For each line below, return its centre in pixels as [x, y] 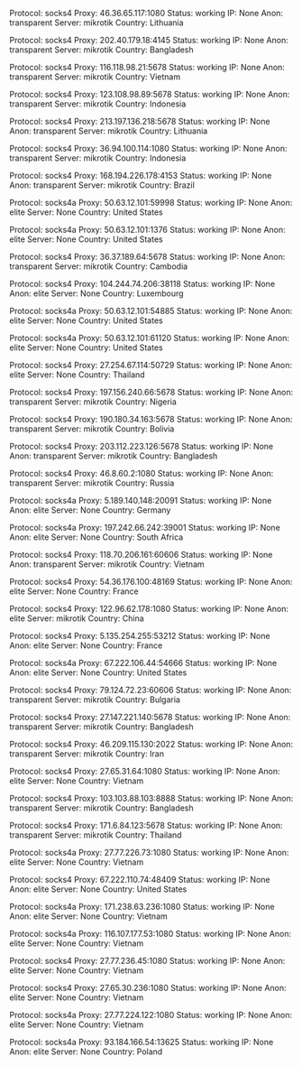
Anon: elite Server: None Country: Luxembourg [96, 293]
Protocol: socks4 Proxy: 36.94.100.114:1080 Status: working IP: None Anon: [148, 148]
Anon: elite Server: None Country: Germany [90, 510]
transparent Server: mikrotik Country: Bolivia [92, 429]
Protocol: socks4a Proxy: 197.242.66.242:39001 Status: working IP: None [145, 528]
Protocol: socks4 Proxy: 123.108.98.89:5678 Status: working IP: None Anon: [150, 94]
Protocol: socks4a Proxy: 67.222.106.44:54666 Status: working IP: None [143, 663]
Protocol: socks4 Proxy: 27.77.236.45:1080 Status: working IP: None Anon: [147, 961]
